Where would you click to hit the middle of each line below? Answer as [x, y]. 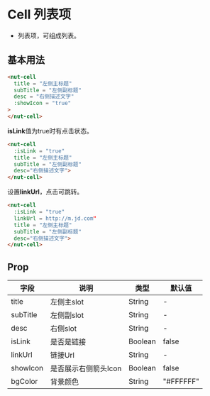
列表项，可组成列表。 [49, 35]
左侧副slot [67, 315]
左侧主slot [67, 302]
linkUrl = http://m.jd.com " [55, 218]
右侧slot [63, 329]
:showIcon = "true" [43, 104]
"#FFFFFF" [181, 382]
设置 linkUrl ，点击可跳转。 [45, 192]
